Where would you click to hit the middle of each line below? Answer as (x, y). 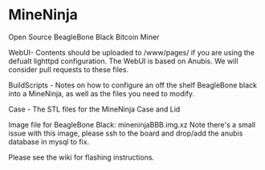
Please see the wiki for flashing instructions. (82, 157)
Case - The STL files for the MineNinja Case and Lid (94, 109)
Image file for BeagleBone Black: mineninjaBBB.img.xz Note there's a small (132, 124)
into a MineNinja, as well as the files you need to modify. (102, 93)
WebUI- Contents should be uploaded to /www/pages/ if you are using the (132, 52)
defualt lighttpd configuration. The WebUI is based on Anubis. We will (123, 61)
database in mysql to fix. (49, 141)
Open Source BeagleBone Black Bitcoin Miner (84, 37)
